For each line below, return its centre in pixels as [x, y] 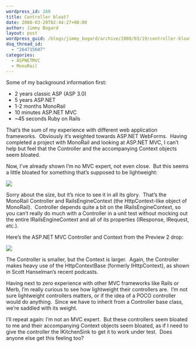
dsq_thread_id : [24, 44]
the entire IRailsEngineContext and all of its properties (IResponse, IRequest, [98, 219]
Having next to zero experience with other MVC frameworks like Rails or [92, 283]
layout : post [22, 33]
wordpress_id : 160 [28, 11]
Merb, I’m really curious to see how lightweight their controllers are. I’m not [97, 290]
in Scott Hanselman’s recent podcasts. [52, 272]
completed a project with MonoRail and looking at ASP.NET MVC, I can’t [92, 142]
